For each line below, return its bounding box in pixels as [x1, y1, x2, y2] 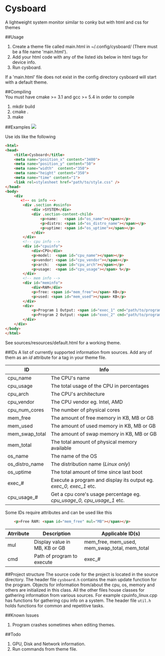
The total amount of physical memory [51, 438, 137, 445]
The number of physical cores [51, 406, 120, 413]
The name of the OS [51, 452, 97, 459]
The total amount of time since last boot [51, 469, 142, 475]
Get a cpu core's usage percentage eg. [51, 491, 141, 498]
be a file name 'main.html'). [12, 49, 68, 55]
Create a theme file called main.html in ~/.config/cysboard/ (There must [12, 43, 158, 49]
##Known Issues [5, 612, 39, 618]
